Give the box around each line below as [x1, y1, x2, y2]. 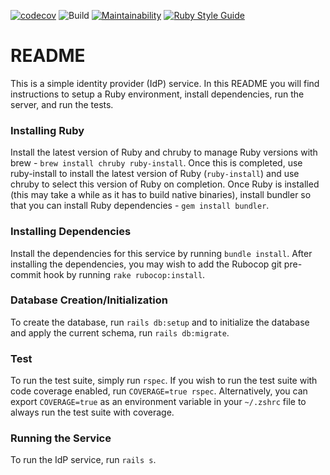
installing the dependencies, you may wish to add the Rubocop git [10, 258, 282, 270]
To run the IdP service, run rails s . [10, 454, 157, 466]
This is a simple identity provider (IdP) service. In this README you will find [10, 77, 320, 89]
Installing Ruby [10, 123, 85, 137]
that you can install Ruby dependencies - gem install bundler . [10, 200, 270, 212]
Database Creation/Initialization [10, 293, 168, 307]
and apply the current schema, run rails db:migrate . [10, 326, 230, 339]
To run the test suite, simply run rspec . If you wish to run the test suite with [10, 375, 318, 387]
